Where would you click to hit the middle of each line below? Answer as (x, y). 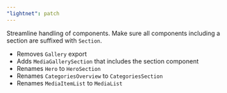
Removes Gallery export (52, 54)
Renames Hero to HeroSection (59, 68)
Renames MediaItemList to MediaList (69, 83)
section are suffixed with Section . (54, 40)
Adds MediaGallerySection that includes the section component (108, 61)
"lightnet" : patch (33, 13)
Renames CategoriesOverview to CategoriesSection (90, 76)
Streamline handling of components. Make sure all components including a (113, 33)
